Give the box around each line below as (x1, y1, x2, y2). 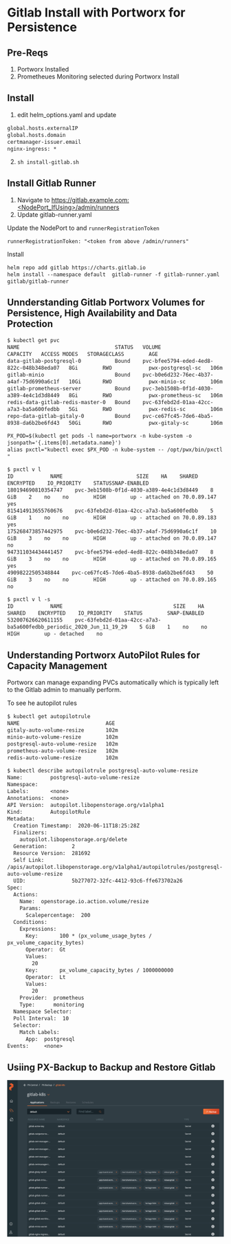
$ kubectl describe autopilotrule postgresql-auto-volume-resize (7, 768, 198, 774)
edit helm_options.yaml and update (16, 110, 117, 118)
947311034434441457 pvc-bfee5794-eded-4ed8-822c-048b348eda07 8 (7, 549, 214, 556)
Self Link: (13, 857, 45, 864)
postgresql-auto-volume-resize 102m (7, 741, 118, 748)
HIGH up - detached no (7, 631, 103, 637)
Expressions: (19, 926, 57, 933)
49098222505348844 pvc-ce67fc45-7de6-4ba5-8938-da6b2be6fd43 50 (7, 569, 214, 576)
